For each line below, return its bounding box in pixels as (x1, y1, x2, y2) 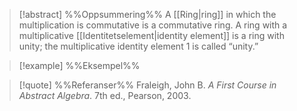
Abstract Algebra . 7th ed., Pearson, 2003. (18, 90, 192, 101)
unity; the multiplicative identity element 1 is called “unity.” (18, 40, 259, 52)
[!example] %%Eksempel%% (18, 60, 141, 71)
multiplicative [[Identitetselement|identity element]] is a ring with (18, 30, 285, 41)
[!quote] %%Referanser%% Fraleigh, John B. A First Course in (18, 79, 277, 91)
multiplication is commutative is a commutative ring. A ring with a (18, 19, 288, 31)
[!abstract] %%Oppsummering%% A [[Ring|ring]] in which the (18, 9, 277, 20)
